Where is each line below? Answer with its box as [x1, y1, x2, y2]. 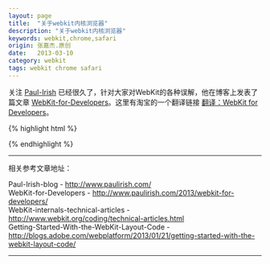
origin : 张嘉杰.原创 [8, 42, 71, 50]
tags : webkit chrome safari [8, 64, 103, 72]
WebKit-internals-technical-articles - [8, 204, 130, 214]
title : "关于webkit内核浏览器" [8, 19, 108, 27]
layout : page [8, 11, 52, 20]
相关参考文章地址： [8, 163, 72, 173]
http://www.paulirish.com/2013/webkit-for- [92, 188, 235, 197]
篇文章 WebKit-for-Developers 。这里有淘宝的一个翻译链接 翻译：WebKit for [8, 97, 259, 107]
